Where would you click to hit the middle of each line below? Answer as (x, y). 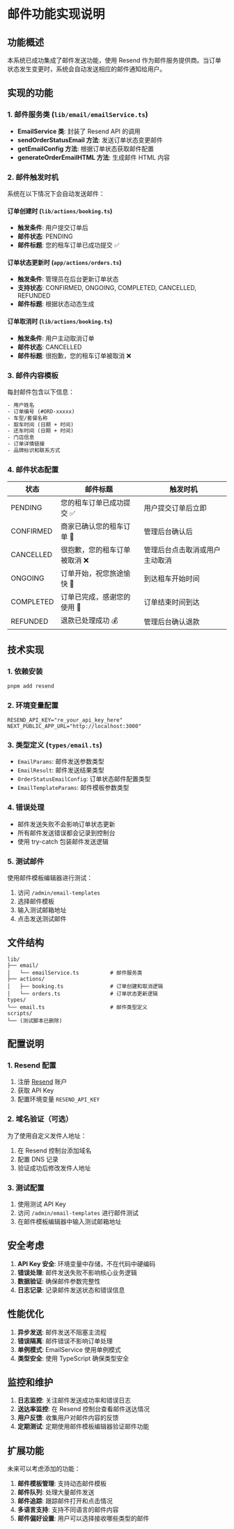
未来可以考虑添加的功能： (44, 1469)
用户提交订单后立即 (175, 508)
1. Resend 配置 (32, 1065)
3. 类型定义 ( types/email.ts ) (55, 745)
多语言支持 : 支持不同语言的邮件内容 (68, 1509)
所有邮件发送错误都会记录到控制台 (66, 832)
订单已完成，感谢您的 (95, 597)
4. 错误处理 (26, 807)
